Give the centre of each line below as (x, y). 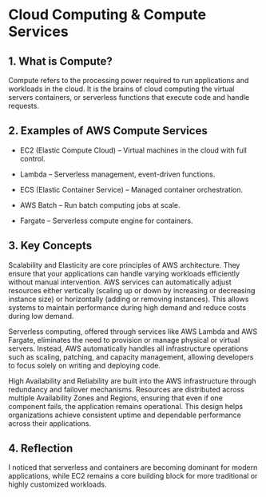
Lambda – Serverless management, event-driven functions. (117, 174)
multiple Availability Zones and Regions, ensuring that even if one (116, 398)
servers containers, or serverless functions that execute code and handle (129, 97)
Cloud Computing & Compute (107, 15)
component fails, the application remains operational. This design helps (126, 406)
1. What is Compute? (61, 61)
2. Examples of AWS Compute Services (108, 131)
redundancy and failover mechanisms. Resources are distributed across (127, 389)
